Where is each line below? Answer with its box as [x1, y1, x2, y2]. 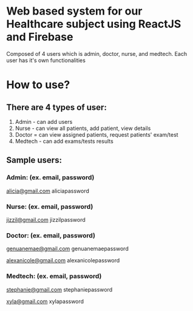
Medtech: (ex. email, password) [6, 272, 102, 281]
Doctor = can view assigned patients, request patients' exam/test [15, 131, 178, 138]
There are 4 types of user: [6, 102, 107, 112]
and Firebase [6, 30, 73, 44]
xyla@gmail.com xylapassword [6, 298, 84, 305]
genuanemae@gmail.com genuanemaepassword [6, 245, 129, 253]
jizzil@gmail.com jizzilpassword [6, 216, 86, 223]
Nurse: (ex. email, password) [6, 202, 93, 211]
